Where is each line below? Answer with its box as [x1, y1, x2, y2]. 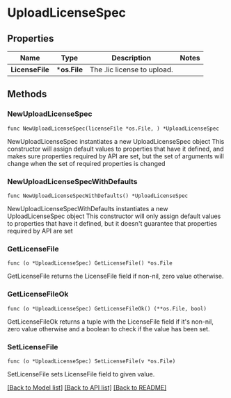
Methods [7, 88, 47, 100]
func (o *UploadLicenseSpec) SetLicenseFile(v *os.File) [7, 358, 176, 365]
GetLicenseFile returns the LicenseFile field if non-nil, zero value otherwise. [7, 272, 224, 281]
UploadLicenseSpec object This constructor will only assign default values [7, 212, 221, 220]
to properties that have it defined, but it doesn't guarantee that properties [7, 219, 218, 227]
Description [111, 53, 152, 63]
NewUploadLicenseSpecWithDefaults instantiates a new [7, 204, 168, 213]
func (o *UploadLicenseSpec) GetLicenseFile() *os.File [7, 260, 173, 267]
